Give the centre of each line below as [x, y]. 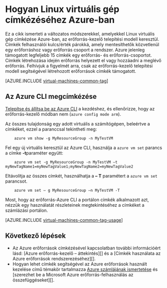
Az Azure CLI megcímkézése [51, 97]
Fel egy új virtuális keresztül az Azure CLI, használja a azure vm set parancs [84, 148]
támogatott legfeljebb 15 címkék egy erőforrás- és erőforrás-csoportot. [78, 55]
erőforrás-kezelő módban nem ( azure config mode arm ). [63, 114]
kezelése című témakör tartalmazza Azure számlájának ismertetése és [85, 269]
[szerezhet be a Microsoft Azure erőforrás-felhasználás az [73, 274]
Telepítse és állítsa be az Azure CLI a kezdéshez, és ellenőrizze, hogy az [80, 108]
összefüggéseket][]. [33, 280]
